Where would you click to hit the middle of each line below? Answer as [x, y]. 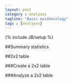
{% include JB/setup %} [29, 37]
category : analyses [26, 14]
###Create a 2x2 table [27, 66]
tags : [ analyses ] [24, 23]
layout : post [18, 10]
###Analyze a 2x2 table [29, 75]
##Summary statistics [27, 47]
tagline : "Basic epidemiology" [37, 19]
